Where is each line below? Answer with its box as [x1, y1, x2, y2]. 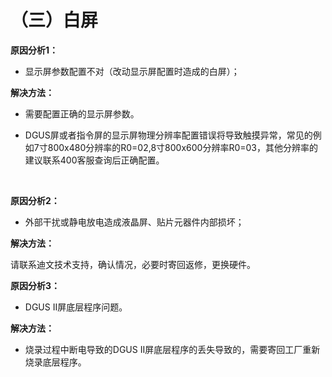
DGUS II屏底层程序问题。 [24, 301, 128, 313]
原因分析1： [10, 44, 59, 56]
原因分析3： [10, 279, 61, 291]
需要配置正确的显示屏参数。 [24, 107, 140, 120]
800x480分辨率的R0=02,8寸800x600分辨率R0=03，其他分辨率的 [47, 141, 318, 153]
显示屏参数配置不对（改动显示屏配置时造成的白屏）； [24, 65, 240, 77]
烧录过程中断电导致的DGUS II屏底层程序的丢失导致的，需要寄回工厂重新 [24, 343, 321, 355]
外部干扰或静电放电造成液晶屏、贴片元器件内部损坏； [24, 216, 245, 228]
